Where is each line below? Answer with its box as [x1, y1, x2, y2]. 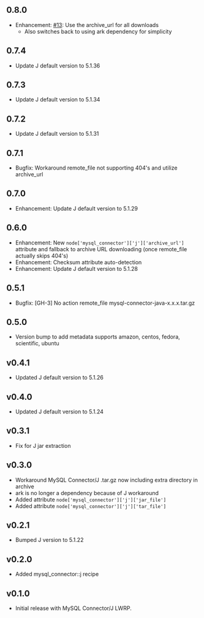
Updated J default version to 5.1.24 [15, 408, 104, 415]
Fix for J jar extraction [15, 442, 71, 449]
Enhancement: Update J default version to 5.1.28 [15, 265, 138, 272]
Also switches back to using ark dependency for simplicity [24, 28, 172, 35]
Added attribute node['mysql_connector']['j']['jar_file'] [15, 496, 167, 503]
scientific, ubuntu [15, 340, 59, 347]
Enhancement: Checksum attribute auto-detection [15, 258, 142, 266]
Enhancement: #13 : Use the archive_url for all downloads [15, 21, 159, 28]
